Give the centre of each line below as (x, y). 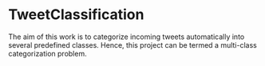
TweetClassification (76, 15)
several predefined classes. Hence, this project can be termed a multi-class (132, 45)
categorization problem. (47, 53)
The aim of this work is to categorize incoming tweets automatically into (127, 37)
